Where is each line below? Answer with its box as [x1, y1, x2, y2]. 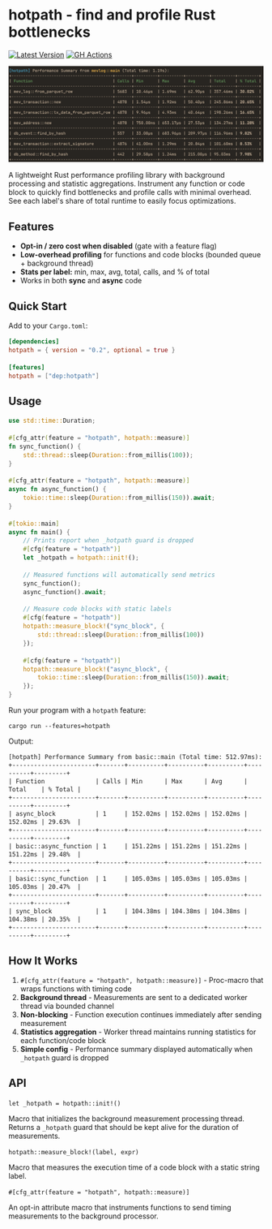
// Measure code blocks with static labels [23, 605, 172, 614]
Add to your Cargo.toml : [8, 321, 88, 330]
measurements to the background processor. [8, 1211, 159, 1221]
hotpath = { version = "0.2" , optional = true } [8, 346, 176, 354]
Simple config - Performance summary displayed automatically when [19, 1044, 253, 1054]
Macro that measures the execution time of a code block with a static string [8, 1162, 261, 1172]
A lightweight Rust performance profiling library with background [8, 170, 225, 180]
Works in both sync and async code [19, 276, 142, 286]
